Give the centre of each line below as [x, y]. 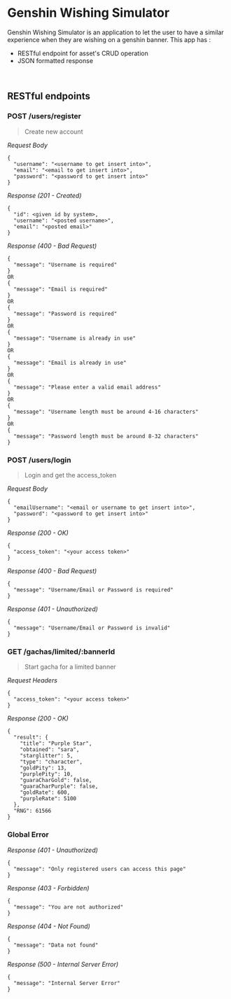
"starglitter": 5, [47, 756]
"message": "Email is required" [61, 289]
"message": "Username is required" [65, 265]
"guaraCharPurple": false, [59, 787]
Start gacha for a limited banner [70, 667]
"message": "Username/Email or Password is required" [93, 589]
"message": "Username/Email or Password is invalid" [92, 628]
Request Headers [33, 680]
